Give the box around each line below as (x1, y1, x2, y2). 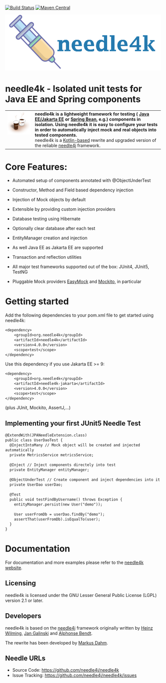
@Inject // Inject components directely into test (9, 462, 116, 467)
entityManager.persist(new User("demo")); (14, 502, 103, 507)
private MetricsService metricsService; (9, 453, 94, 457)
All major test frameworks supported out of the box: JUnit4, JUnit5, (12, 264, 149, 270)
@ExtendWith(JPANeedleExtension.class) (5, 433, 87, 438)
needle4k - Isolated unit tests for (5, 83, 142, 94)
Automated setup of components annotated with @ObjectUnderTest (12, 178, 151, 183)
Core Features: (5, 161, 68, 173)
